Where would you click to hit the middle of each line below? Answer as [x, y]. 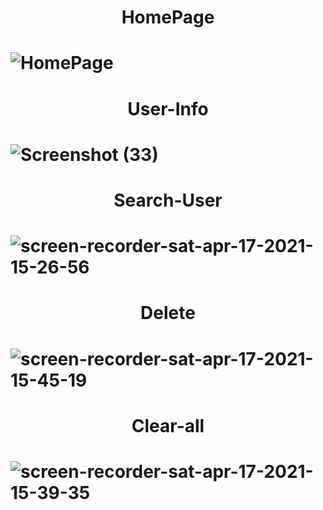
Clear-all [168, 425]
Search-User [168, 200]
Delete [168, 313]
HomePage [168, 17]
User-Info [168, 108]
